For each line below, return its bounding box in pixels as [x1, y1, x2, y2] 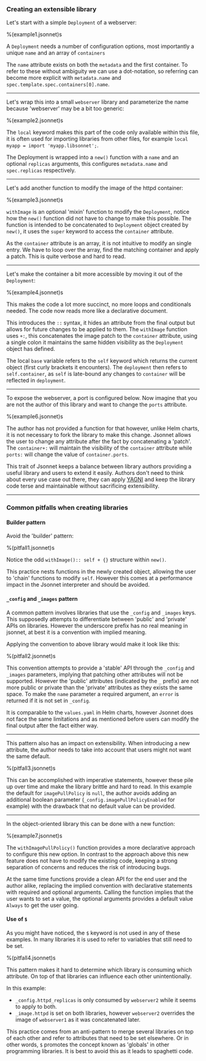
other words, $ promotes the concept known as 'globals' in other [6, 1041, 170, 1048]
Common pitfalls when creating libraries [6, 503, 129, 512]
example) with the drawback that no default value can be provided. [6, 802, 176, 810]
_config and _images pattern [6, 595, 78, 603]
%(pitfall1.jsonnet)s [6, 544, 55, 552]
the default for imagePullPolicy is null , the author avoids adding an [6, 789, 177, 797]
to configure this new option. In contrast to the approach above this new [6, 850, 189, 858]
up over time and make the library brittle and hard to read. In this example [6, 783, 192, 790]
